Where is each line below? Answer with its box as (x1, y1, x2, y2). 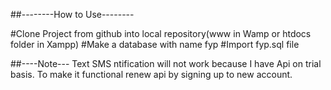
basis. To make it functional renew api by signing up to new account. (10, 69, 293, 80)
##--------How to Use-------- (10, 9, 135, 20)
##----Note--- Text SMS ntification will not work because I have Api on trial (10, 58, 322, 69)
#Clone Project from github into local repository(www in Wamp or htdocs (10, 28, 312, 39)
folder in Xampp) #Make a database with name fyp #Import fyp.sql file (10, 39, 300, 50)
